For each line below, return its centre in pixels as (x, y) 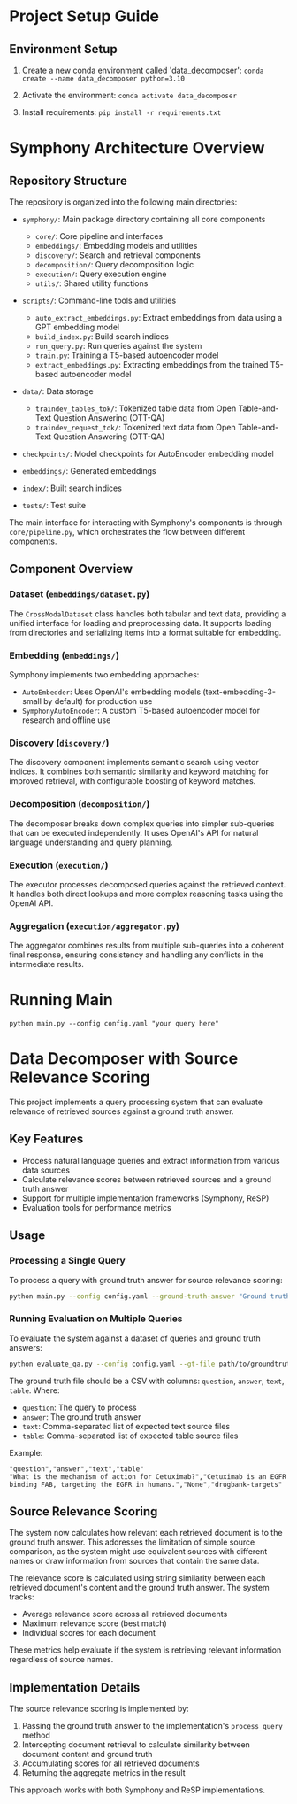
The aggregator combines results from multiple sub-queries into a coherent (147, 946)
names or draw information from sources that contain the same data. (134, 1561)
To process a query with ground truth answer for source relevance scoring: (146, 1280)
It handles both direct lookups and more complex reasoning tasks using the (146, 894)
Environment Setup (63, 49)
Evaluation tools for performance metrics (96, 1207)
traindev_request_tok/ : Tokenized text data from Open (135, 427)
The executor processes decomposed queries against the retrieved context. (148, 884)
